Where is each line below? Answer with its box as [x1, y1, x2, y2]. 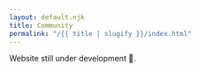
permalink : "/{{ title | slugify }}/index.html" [9, 29, 192, 38]
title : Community [9, 21, 73, 30]
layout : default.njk [9, 12, 86, 22]
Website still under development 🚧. [9, 54, 136, 64]
